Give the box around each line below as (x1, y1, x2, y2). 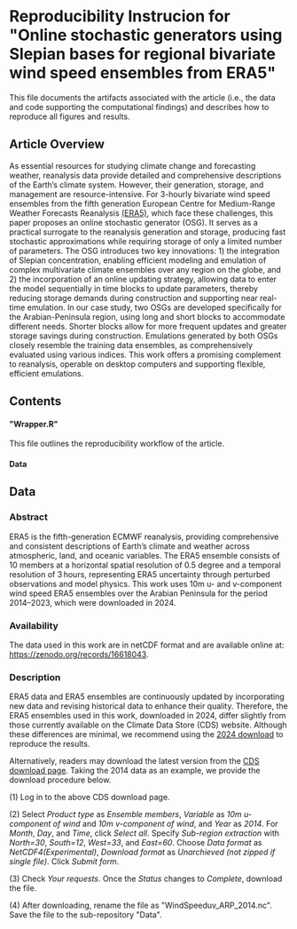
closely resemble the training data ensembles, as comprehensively (9, 339, 254, 350)
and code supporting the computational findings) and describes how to (9, 101, 270, 112)
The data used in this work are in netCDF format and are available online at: (9, 639, 285, 650)
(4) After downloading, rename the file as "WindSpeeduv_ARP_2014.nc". (9, 900, 272, 911)
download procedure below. (9, 774, 112, 785)
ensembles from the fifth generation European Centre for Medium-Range (9, 198, 276, 209)
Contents (9, 393, 62, 409)
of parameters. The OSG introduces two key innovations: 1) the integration (9, 245, 280, 256)
